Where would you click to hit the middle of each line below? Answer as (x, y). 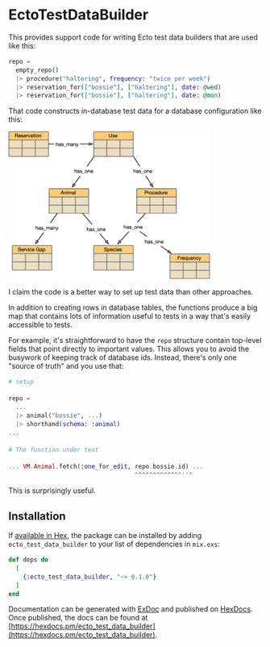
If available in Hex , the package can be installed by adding (105, 536)
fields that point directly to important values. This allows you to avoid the (129, 349)
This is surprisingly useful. (52, 490)
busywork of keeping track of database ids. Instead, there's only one (123, 357)
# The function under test (54, 449)
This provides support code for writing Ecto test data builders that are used (133, 37)
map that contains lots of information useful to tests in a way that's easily (130, 315)
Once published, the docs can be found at (78, 618)
